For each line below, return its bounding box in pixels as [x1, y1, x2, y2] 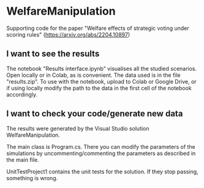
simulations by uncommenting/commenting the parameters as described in [6, 150, 196, 157]
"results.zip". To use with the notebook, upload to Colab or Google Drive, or [6, 78, 197, 85]
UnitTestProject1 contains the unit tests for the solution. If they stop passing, [6, 168, 198, 175]
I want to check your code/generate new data [6, 109, 183, 119]
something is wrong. [6, 174, 58, 181]
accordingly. [6, 90, 38, 98]
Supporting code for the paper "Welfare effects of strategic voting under [6, 24, 190, 32]
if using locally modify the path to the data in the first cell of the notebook [6, 84, 192, 92]
